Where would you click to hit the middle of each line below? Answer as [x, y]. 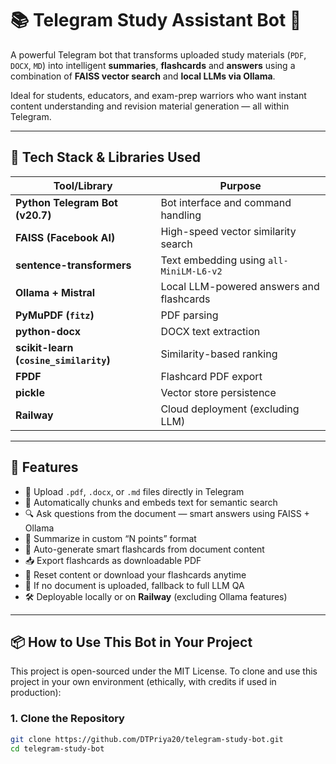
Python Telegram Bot [66, 202]
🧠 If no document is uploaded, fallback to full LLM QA [134, 585]
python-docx [48, 331]
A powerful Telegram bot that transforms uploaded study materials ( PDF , [158, 54]
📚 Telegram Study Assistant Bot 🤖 [156, 20]
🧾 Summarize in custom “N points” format [110, 538]
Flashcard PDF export [211, 376]
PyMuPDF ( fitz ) [55, 315]
